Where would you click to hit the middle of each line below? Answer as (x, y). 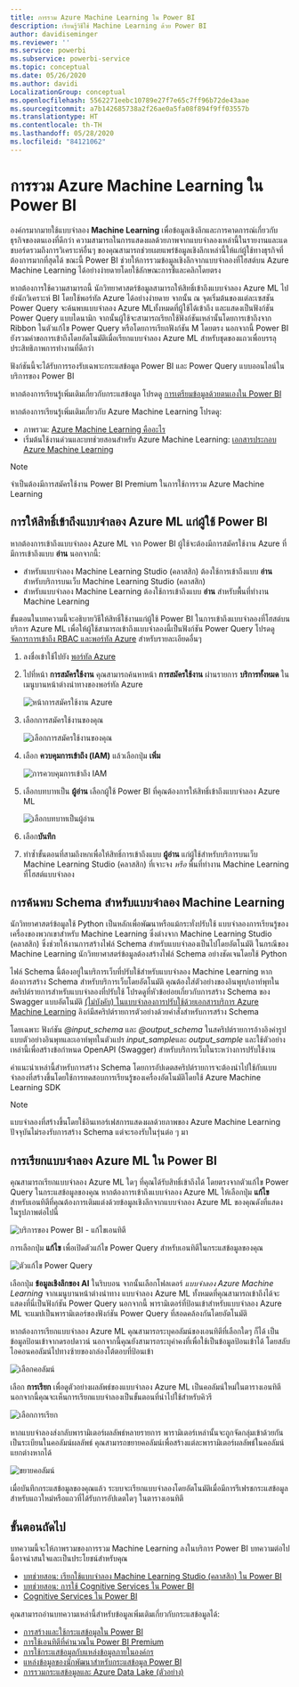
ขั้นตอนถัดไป (38, 1527)
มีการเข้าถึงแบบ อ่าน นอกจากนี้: (56, 553)
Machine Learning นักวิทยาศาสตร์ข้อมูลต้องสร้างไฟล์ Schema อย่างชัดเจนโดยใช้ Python (149, 954)
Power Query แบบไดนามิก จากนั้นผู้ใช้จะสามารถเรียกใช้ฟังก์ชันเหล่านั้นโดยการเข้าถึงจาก (141, 318)
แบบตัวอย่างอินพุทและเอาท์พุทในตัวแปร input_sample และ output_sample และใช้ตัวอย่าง (148, 1039)
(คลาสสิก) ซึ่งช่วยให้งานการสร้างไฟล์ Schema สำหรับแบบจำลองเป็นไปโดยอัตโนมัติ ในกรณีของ (149, 944)
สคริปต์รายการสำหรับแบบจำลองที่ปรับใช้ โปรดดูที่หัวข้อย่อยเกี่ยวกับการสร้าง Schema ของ (140, 992)
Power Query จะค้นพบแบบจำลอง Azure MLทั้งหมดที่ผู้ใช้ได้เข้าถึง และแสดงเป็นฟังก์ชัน (142, 307)
